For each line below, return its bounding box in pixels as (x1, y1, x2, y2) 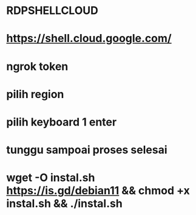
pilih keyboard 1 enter (6, 115, 117, 129)
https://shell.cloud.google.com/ (6, 32, 172, 46)
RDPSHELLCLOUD (6, 4, 98, 18)
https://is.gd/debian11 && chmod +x (6, 184, 190, 198)
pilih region (6, 87, 64, 101)
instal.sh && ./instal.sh (6, 197, 123, 211)
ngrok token (6, 59, 69, 73)
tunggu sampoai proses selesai (6, 143, 167, 157)
